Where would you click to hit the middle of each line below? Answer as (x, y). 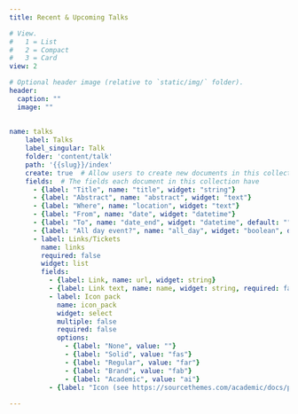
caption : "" (39, 98)
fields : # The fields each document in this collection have (142, 181)
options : (73, 338)
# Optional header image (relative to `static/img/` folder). (126, 82)
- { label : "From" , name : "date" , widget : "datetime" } (134, 215)
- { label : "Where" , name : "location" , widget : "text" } (136, 206)
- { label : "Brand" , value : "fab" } (129, 371)
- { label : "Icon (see (88, 387)
